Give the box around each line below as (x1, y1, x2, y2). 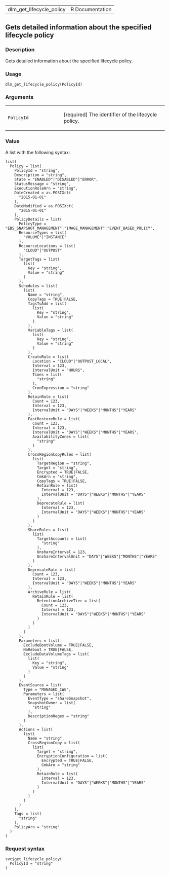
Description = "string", (14, 172, 67, 177)
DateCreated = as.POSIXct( (14, 190, 71, 195)
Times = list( (32, 372, 62, 377)
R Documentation (70, 6, 112, 13)
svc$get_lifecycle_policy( (5, 856, 62, 861)
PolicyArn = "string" (14, 824, 60, 829)
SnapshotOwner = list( (27, 700, 76, 705)
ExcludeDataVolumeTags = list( (23, 651, 90, 657)
